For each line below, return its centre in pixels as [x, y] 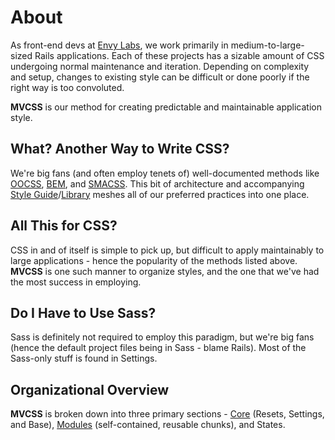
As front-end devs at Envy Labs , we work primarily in [119, 45]
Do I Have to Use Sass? [83, 312]
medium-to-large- [267, 45]
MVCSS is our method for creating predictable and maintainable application [166, 107]
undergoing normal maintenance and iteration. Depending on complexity [160, 66]
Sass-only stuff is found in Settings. [84, 358]
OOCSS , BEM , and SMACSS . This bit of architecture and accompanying [157, 183]
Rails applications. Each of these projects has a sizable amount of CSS [179, 55]
